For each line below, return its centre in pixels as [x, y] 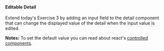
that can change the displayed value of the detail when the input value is [80, 23]
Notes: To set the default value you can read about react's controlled [76, 38]
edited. [13, 28]
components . [19, 43]
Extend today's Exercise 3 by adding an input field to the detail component [82, 18]
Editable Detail [21, 7]
